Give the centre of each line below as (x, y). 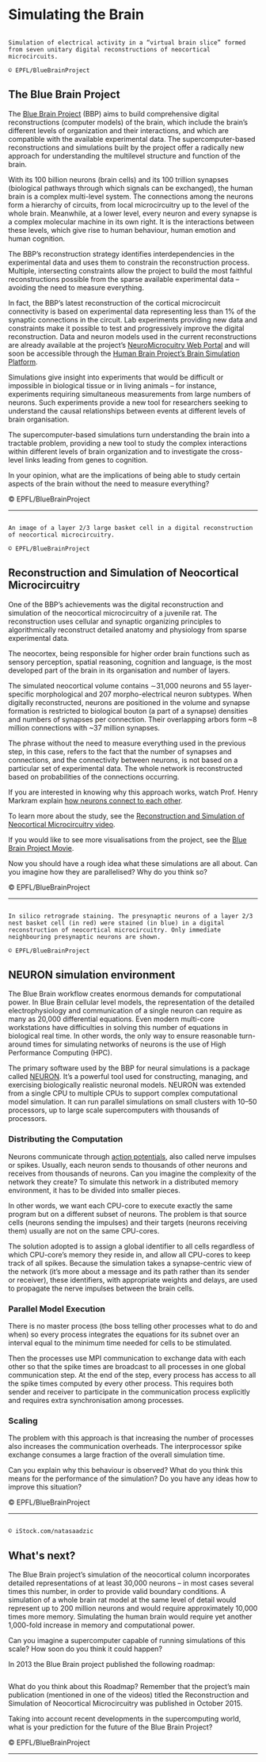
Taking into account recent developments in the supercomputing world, (125, 1719)
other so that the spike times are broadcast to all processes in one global (127, 1366)
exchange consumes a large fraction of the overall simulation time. (117, 1455)
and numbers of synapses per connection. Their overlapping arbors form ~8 (133, 719)
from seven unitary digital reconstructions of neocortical (110, 49)
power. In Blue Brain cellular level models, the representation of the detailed (131, 1002)
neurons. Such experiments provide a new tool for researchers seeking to (128, 402)
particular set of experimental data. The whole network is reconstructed (125, 768)
